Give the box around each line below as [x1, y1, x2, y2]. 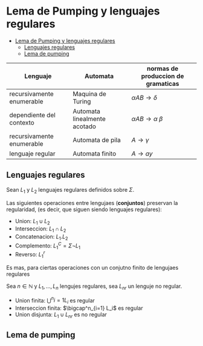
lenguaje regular [9, 149, 56, 158]
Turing [72, 97, 91, 105]
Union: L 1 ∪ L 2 [14, 217, 50, 226]
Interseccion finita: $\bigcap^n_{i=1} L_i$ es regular [14, 304, 143, 312]
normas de [147, 64, 179, 73]
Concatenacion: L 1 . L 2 [14, 233, 68, 241]
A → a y [131, 149, 153, 158]
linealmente [72, 114, 106, 123]
